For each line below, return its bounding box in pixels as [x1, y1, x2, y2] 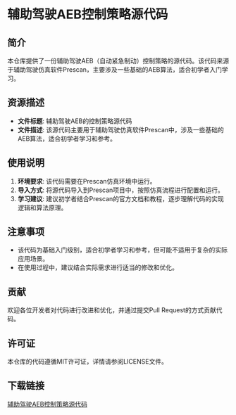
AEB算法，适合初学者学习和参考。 [17, 134, 117, 143]
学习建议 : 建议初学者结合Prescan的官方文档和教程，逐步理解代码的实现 [17, 194, 224, 203]
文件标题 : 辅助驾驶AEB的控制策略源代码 [17, 117, 132, 125]
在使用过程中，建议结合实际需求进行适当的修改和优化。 [17, 263, 178, 272]
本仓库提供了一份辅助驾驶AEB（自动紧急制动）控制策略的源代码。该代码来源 [7, 57, 230, 65]
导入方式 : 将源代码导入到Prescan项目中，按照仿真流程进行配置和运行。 [17, 186, 224, 194]
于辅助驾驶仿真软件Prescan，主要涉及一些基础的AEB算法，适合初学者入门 [7, 65, 223, 74]
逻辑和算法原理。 [17, 203, 68, 212]
